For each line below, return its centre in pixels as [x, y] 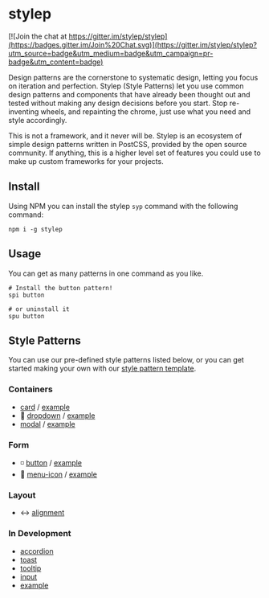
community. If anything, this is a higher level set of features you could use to [134, 153]
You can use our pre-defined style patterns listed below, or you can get [126, 360]
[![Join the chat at [38, 36]
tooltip [31, 568]
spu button [26, 316]
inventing [24, 111]
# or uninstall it [39, 309]
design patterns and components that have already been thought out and [129, 94]
